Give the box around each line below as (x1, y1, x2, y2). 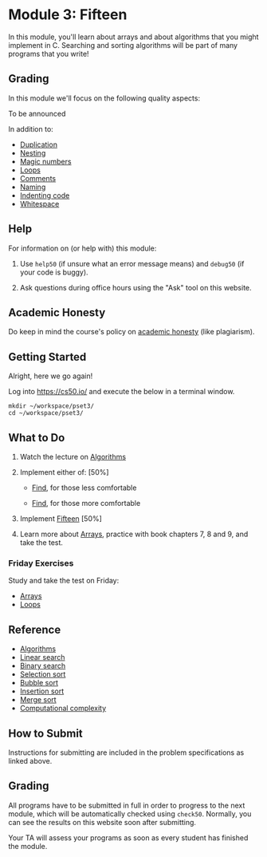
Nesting (19, 148, 46, 157)
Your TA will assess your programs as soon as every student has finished (8, 832, 249, 843)
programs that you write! (8, 49, 89, 58)
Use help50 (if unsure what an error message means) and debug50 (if (19, 259, 245, 268)
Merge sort (19, 695, 57, 705)
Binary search (19, 661, 66, 671)
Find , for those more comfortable (31, 499, 141, 507)
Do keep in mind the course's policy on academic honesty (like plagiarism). (8, 327, 255, 337)
